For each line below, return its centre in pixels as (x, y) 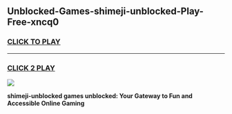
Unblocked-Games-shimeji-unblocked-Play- (105, 11)
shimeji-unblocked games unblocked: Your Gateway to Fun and (100, 95)
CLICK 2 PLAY (31, 68)
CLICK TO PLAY (34, 42)
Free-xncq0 (33, 22)
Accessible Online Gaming (46, 103)
